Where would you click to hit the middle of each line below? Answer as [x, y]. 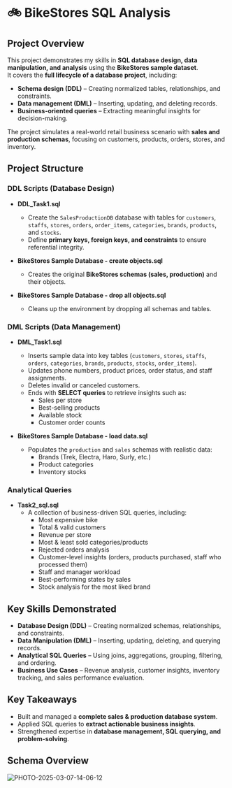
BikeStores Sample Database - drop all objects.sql [92, 295]
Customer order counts [72, 422]
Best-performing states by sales [85, 580]
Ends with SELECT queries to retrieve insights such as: [107, 392]
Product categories [66, 464]
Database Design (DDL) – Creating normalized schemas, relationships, [119, 626]
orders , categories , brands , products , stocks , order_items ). [112, 363]
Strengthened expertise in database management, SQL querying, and [119, 731]
